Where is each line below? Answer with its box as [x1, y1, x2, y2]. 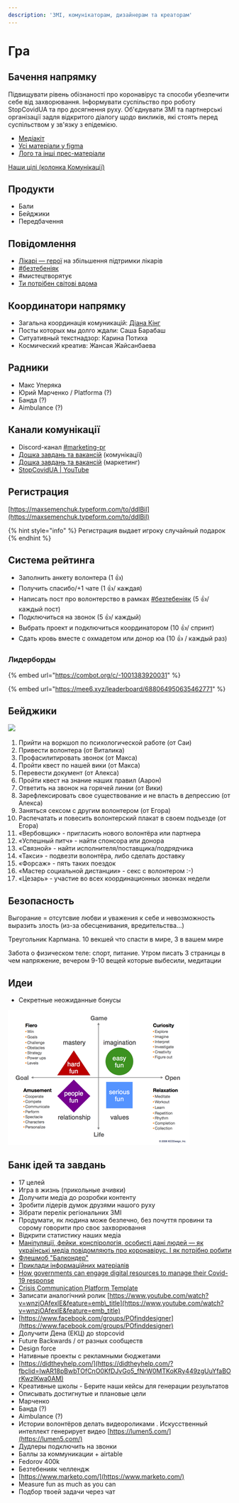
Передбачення [18, 217, 64, 226]
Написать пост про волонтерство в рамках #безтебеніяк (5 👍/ [18, 595, 210, 603]
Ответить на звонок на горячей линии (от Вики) [18, 784, 163, 792]
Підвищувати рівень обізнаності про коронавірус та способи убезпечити [8, 89, 230, 99]
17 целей [18, 1178, 45, 1186]
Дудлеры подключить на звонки [18, 1442, 117, 1450]
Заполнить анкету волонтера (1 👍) [18, 574, 123, 582]
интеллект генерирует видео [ [18, 1427, 111, 1436]
